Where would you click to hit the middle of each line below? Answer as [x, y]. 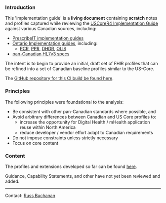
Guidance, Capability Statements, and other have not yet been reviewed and [83, 176]
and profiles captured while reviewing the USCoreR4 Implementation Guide [82, 23]
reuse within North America [47, 127]
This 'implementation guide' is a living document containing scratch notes [81, 18]
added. [12, 181]
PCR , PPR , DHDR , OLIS [43, 49]
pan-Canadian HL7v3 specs [41, 54]
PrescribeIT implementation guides [48, 38]
